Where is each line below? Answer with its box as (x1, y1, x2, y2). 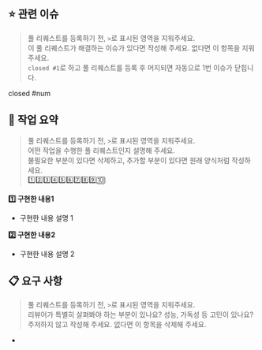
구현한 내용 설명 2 (19, 249, 75, 259)
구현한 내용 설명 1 (19, 213, 73, 222)
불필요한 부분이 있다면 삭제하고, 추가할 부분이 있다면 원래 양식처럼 (27, 155, 230, 165)
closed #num (8, 88, 51, 98)
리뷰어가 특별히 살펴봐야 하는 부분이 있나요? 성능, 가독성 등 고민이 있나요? (27, 310, 254, 319)
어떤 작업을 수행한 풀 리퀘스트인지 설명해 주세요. (27, 145, 175, 155)
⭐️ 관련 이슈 (8, 7, 59, 21)
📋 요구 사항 (8, 274, 63, 288)
